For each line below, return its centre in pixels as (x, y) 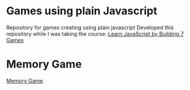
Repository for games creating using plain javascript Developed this (90, 27)
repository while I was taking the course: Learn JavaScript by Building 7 (95, 33)
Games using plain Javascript (82, 11)
